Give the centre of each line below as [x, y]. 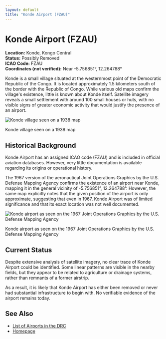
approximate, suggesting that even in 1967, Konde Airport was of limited [79, 199]
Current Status [29, 250]
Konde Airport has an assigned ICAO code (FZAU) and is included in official [83, 157]
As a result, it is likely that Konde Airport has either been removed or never [82, 288]
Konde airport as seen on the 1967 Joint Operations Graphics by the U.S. [80, 229]
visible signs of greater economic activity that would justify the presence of [83, 105]
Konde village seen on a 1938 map [40, 130]
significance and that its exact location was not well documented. [72, 204]
